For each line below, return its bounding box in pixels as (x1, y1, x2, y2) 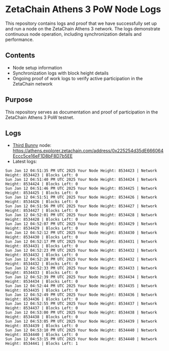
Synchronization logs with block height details (12, 70, 109, 76)
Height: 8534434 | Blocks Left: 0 (5, 279, 78, 284)
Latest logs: (12, 159, 37, 165)
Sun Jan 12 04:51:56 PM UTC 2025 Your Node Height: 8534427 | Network (5, 204, 157, 209)
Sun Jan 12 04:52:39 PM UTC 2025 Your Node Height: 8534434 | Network (5, 275, 157, 280)
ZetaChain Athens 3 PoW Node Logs (5, 4, 161, 15)
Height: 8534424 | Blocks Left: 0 (5, 181, 78, 187)
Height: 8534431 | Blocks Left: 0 (5, 244, 78, 249)
